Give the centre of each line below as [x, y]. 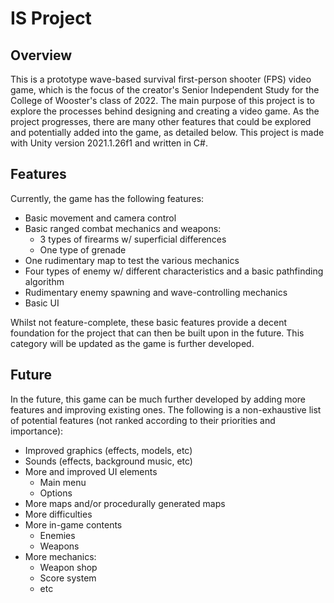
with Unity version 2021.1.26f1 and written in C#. [109, 143]
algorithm [44, 281]
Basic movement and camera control [100, 218]
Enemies [57, 535]
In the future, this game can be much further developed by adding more [158, 399]
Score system [68, 578]
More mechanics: [60, 556]
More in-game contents [73, 524]
